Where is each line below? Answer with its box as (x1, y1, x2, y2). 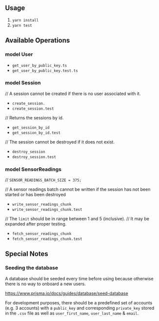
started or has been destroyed (5, 192, 66, 198)
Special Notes (5, 250, 49, 258)
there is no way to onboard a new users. (5, 281, 86, 287)
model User (5, 51, 33, 58)
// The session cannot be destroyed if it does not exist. (5, 139, 115, 145)
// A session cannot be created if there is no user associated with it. (5, 91, 141, 96)
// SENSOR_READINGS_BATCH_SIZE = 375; (5, 177, 82, 183)
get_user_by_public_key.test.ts (12, 68, 78, 73)
